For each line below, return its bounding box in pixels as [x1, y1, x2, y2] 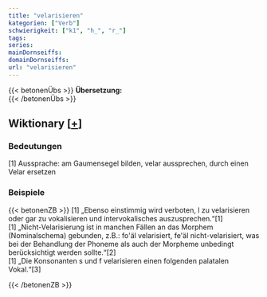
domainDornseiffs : [8, 57, 69, 64]
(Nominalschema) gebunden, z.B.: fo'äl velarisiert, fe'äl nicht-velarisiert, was [8, 230, 260, 240]
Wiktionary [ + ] [8, 117, 82, 131]
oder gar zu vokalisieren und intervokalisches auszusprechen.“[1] [8, 213, 223, 223]
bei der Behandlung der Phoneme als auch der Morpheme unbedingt [8, 239, 234, 248]
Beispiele [8, 187, 45, 198]
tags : [8, 33, 26, 42]
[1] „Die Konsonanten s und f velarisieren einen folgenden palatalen [8, 256, 230, 265]
